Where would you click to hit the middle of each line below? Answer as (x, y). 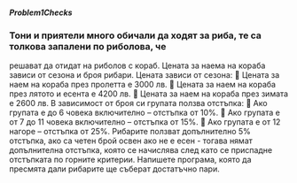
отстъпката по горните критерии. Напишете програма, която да (130, 160)
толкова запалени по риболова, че (88, 46)
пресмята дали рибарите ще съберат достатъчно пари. (114, 169)
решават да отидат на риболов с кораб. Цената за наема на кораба (137, 65)
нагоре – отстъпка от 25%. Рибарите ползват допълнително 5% (130, 132)
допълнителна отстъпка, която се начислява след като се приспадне (141, 150)
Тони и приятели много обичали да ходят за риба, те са (135, 35)
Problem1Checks (41, 12)
